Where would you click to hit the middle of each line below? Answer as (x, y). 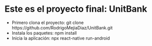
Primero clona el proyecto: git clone (48, 23)
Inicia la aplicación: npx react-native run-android (61, 38)
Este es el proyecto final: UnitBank (76, 9)
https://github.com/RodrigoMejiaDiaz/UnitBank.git (62, 27)
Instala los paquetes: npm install (44, 33)
